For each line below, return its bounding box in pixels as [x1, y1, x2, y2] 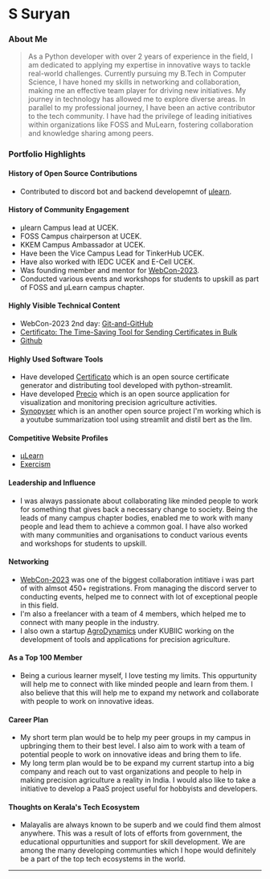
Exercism [19, 460, 51, 469]
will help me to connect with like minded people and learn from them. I [19, 680, 253, 689]
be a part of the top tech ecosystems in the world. [19, 854, 186, 864]
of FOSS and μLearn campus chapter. [19, 282, 145, 292]
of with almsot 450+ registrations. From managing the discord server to [19, 583, 257, 593]
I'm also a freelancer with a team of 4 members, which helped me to [19, 608, 247, 619]
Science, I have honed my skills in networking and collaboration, [27, 77, 241, 87]
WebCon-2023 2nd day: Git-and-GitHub [19, 319, 153, 329]
